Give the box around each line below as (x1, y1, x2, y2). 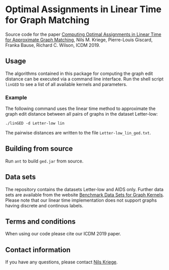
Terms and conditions (5, 218, 76, 226)
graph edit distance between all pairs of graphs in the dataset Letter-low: (5, 111, 158, 117)
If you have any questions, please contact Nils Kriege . (5, 259, 118, 265)
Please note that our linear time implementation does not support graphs (5, 197, 157, 203)
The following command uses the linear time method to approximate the (5, 105, 156, 112)
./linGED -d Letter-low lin (5, 121, 65, 126)
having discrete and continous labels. (5, 202, 84, 208)
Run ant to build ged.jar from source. (5, 158, 84, 164)
